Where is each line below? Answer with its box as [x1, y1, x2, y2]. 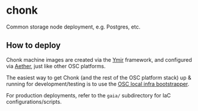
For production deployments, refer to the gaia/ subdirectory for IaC [6, 91, 171, 99]
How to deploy [6, 40, 61, 50]
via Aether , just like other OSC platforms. [6, 62, 106, 69]
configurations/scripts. [6, 98, 62, 105]
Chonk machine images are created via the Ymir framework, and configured [6, 56, 192, 63]
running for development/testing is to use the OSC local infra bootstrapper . [6, 80, 190, 87]
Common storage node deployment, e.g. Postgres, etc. [6, 23, 141, 30]
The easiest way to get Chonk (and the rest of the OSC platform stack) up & [6, 74, 191, 81]
